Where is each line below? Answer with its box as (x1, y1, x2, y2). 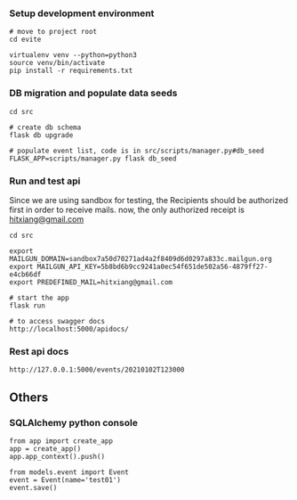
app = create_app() (9, 444, 82, 453)
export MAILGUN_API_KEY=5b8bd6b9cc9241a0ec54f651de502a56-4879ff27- (9, 262, 269, 271)
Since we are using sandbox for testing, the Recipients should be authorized (9, 194, 289, 205)
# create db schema (9, 123, 82, 132)
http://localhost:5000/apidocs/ (9, 324, 129, 333)
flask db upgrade (9, 130, 74, 140)
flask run (9, 301, 46, 310)
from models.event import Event (9, 467, 129, 477)
